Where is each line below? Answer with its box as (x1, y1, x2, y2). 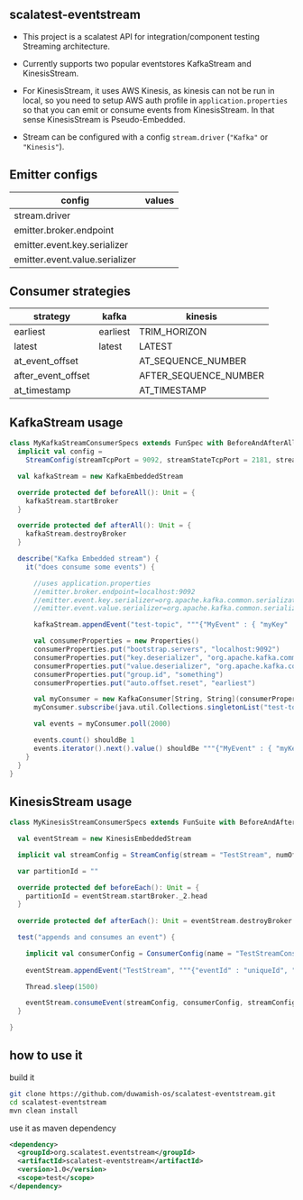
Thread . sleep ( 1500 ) (25, 982, 99, 991)
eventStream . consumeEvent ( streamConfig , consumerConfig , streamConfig (25, 998, 297, 1008)
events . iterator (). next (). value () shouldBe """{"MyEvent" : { (32, 744, 272, 753)
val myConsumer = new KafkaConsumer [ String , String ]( (32, 694, 241, 704)
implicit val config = (17, 447, 103, 456)
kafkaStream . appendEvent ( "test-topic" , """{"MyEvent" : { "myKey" (32, 620, 289, 629)
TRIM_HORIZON (139, 325, 207, 338)
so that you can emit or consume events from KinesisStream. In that (22, 104, 275, 115)
